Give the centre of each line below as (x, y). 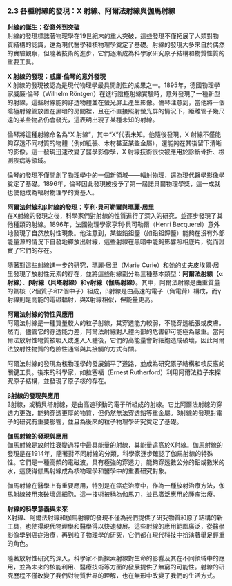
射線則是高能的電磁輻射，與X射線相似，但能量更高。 (82, 300)
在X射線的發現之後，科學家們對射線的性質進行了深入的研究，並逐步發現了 (112, 216)
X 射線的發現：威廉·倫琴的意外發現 (57, 77)
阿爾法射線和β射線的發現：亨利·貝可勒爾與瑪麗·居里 (80, 207)
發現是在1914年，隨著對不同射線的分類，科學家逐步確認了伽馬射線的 (104, 454)
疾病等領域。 (31, 161)
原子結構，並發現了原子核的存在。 (61, 381)
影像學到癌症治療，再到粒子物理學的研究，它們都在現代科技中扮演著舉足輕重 (116, 535)
